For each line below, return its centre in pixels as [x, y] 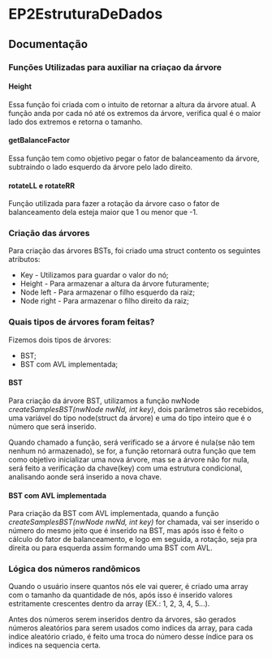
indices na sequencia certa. [55, 645]
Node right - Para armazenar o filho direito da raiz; [104, 301]
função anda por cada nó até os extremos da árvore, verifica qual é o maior [135, 113]
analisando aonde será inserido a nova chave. [85, 476]
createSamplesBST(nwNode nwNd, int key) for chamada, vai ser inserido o [134, 522]
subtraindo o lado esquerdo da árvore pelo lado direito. [101, 166]
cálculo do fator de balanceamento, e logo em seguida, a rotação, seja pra [133, 540]
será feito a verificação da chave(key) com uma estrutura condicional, [125, 468]
